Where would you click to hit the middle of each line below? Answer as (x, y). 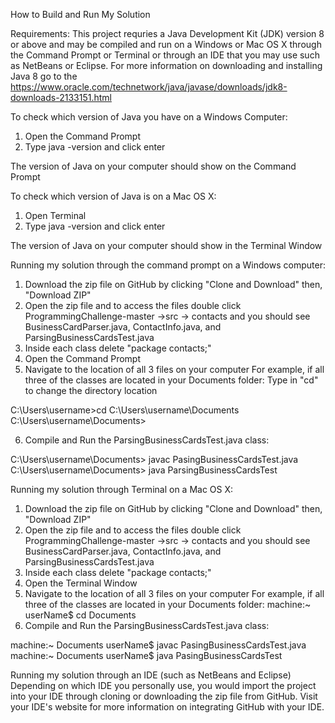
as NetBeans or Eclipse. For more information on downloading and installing (166, 65)
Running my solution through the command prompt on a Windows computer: (168, 265)
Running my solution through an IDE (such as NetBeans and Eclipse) (151, 675)
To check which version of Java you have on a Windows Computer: (149, 117)
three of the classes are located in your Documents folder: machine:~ (168, 604)
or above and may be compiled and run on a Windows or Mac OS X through (166, 44)
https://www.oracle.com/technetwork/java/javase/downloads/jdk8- (149, 87)
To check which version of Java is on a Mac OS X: (113, 196)
